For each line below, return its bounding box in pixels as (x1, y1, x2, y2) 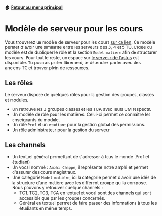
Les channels (5, 141, 46, 149)
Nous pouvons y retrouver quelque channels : (12, 185, 103, 190)
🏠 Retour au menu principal (5, 4, 63, 10)
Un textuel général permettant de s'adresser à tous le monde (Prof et (12, 154, 149, 159)
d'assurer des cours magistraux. (12, 169, 77, 175)
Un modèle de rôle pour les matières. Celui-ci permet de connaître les (12, 111, 151, 117)
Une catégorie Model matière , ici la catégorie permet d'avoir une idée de (12, 174, 156, 180)
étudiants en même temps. (19, 205, 72, 211)
